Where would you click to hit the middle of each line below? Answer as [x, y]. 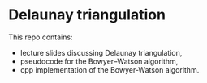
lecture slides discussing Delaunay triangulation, [101, 52]
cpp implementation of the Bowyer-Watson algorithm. [110, 69]
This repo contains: [41, 37]
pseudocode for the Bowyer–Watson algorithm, [99, 61]
